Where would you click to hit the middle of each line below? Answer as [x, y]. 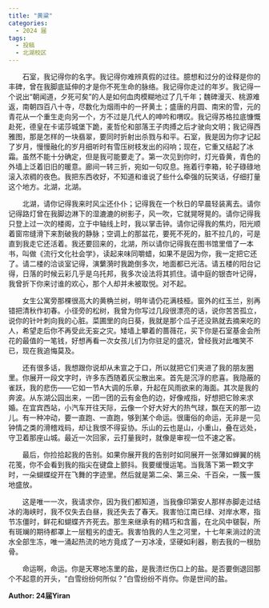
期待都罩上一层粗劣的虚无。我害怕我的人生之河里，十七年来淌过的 [145, 532]
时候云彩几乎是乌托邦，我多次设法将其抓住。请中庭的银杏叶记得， [152, 274]
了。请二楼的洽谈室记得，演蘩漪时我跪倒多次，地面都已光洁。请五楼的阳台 [131, 264]
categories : [28, 23]
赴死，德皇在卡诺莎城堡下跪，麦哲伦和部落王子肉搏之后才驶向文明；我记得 [131, 126]
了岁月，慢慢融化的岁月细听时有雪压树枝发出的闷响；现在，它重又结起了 [127, 146]
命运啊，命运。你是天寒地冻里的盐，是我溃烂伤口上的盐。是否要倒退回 [138, 568]
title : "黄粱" [31, 16]
